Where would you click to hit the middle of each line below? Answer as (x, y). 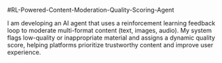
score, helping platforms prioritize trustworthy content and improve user (110, 45)
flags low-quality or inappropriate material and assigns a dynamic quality (111, 38)
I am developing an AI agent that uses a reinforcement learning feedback (111, 23)
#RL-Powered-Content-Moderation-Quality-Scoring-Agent (91, 10)
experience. (24, 52)
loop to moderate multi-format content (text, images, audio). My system (110, 30)
